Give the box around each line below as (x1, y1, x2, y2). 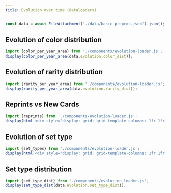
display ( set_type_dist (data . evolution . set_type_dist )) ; (5, 183, 126, 188)
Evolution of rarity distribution (5, 68, 103, 76)
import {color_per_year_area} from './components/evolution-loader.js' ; (5, 49, 163, 54)
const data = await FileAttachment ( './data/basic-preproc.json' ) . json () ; (5, 21, 165, 26)
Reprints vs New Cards (5, 100, 80, 109)
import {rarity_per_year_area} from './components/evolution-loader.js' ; (5, 81, 165, 87)
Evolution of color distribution (5, 35, 102, 44)
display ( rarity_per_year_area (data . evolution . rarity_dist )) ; (5, 86, 138, 91)
